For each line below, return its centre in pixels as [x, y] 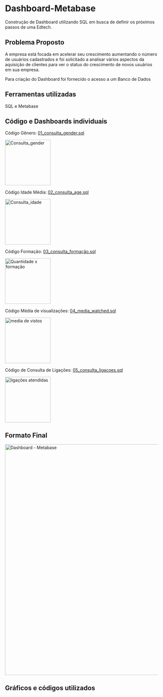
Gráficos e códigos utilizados [50, 688]
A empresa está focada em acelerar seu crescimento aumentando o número [81, 54]
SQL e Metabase [22, 106]
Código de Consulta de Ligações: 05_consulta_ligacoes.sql [64, 370]
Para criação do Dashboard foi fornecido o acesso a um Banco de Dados [78, 79]
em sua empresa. [22, 70]
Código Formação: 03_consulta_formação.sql [50, 251]
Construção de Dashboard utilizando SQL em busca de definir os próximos [80, 22]
